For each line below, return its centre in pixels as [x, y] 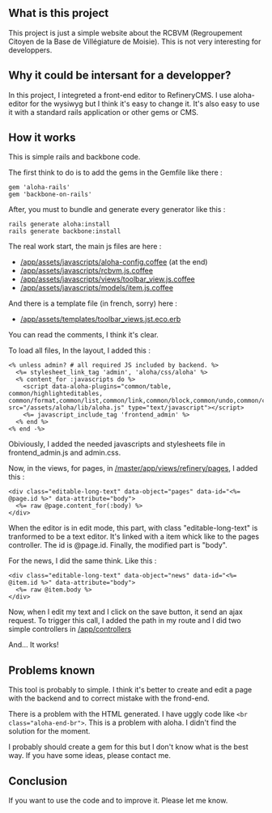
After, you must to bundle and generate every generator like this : [117, 210]
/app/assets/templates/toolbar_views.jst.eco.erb [100, 320]
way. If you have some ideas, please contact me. [90, 756]
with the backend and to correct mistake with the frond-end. [109, 698]
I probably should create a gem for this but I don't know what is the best [128, 747]
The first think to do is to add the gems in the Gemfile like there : [115, 172]
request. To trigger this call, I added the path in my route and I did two [125, 620]
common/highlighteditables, [56, 394]
